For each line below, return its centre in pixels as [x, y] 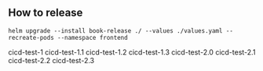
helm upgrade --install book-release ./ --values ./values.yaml [115, 30]
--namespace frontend [93, 37]
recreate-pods [31, 37]
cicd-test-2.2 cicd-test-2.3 [51, 60]
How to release [46, 13]
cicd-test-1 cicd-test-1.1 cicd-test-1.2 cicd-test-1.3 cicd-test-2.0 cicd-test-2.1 [132, 52]
